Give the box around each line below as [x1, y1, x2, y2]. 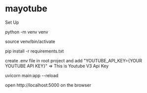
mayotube [5, 3, 48, 14]
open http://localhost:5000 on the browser [5, 82, 91, 88]
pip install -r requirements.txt [5, 48, 64, 54]
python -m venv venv [5, 29, 48, 35]
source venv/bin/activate [5, 38, 56, 45]
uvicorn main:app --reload [5, 72, 59, 78]
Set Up [5, 19, 19, 25]
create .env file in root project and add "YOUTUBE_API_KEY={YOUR [5, 57, 143, 63]
